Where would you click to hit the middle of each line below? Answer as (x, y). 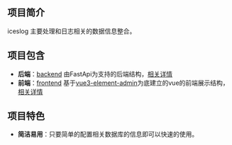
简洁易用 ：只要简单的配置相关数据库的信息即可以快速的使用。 (108, 134)
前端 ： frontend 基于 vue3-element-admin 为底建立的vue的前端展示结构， (123, 83)
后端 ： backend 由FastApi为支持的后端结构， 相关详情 (95, 74)
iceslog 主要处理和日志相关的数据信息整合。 (72, 31)
